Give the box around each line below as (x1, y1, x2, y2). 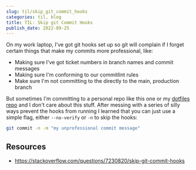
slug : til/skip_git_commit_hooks (6, 8, 88, 15)
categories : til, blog (6, 14, 62, 20)
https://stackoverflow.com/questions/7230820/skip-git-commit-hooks (14, 157, 185, 164)
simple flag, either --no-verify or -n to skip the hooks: (6, 114, 138, 121)
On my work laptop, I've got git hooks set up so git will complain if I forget (6, 41, 184, 48)
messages (14, 65, 40, 72)
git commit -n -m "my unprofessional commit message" (6, 125, 141, 131)
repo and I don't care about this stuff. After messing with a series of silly (6, 101, 180, 109)
